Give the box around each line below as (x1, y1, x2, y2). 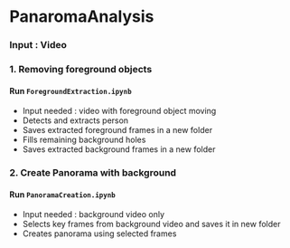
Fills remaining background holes (22, 134, 146, 146)
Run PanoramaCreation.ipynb (9, 188, 116, 200)
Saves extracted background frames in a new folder (22, 144, 216, 155)
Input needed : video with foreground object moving (22, 106, 217, 117)
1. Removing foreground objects (9, 63, 153, 76)
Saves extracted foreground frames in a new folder (22, 125, 213, 136)
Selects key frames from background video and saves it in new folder (22, 219, 281, 230)
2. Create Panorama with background (9, 167, 177, 179)
